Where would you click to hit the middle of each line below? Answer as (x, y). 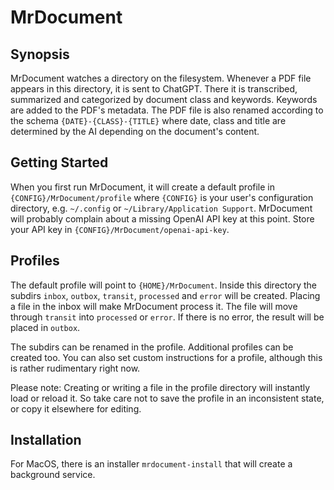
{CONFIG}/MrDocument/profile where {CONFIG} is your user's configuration (162, 197)
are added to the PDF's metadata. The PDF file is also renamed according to (167, 110)
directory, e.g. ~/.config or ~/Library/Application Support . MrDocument (161, 208)
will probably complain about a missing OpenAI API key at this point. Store (162, 218)
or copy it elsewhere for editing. (76, 408)
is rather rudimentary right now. (75, 368)
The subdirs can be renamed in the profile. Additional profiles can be (152, 347)
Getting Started (59, 162)
